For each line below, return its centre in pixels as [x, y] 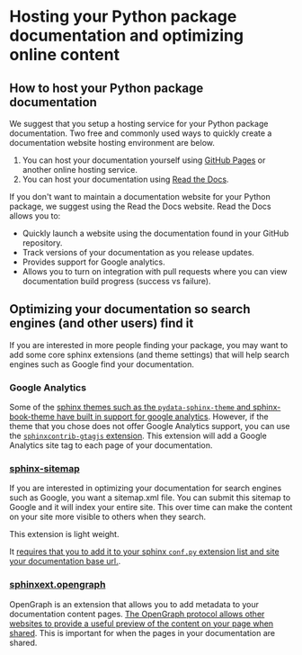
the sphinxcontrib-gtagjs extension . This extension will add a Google [138, 436]
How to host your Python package [107, 88]
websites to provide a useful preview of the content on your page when [142, 624]
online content [64, 55]
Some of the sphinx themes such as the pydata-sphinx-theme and [130, 408]
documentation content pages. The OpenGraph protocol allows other [137, 614]
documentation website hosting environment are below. [112, 143]
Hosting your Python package [123, 17]
